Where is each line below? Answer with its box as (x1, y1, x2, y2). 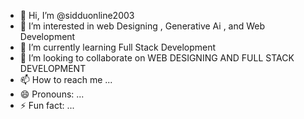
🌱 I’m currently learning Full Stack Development (19, 41, 217, 53)
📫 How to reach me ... (19, 74, 113, 85)
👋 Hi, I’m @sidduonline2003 (19, 10, 135, 21)
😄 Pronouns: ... (19, 88, 85, 100)
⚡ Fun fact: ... (19, 100, 75, 111)
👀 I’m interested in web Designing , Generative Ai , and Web (19, 20, 266, 32)
